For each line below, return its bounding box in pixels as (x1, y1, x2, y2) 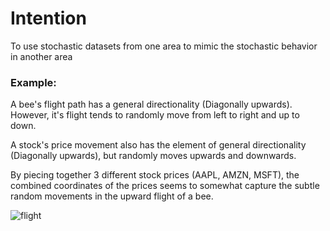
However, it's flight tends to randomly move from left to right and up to (10, 109, 300, 121)
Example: (10, 75, 57, 89)
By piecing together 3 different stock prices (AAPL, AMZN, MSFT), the (10, 169, 300, 181)
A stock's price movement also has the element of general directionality (10, 139, 307, 151)
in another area (10, 50, 73, 62)
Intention (10, 7, 87, 30)
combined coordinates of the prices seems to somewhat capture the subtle (10, 180, 320, 192)
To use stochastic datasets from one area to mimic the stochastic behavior (10, 40, 318, 52)
